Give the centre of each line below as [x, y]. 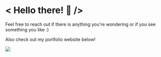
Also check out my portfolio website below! [50, 39]
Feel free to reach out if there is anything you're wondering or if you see [80, 24]
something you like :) [27, 29]
